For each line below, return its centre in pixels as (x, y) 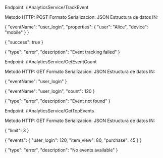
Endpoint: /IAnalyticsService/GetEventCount (51, 62)
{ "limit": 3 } (17, 130)
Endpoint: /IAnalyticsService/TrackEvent (47, 7)
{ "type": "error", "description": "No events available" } (61, 150)
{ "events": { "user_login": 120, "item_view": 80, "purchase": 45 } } (73, 140)
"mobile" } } (17, 32)
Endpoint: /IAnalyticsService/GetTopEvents (49, 111)
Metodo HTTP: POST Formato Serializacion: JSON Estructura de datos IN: (82, 17)
